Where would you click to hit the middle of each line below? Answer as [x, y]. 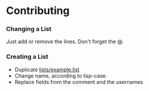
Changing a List [29, 29]
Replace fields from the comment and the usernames [79, 82]
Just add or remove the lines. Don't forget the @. [65, 41]
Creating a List [27, 57]
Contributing [38, 11]
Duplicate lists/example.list [47, 69]
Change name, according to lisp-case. [61, 76]
